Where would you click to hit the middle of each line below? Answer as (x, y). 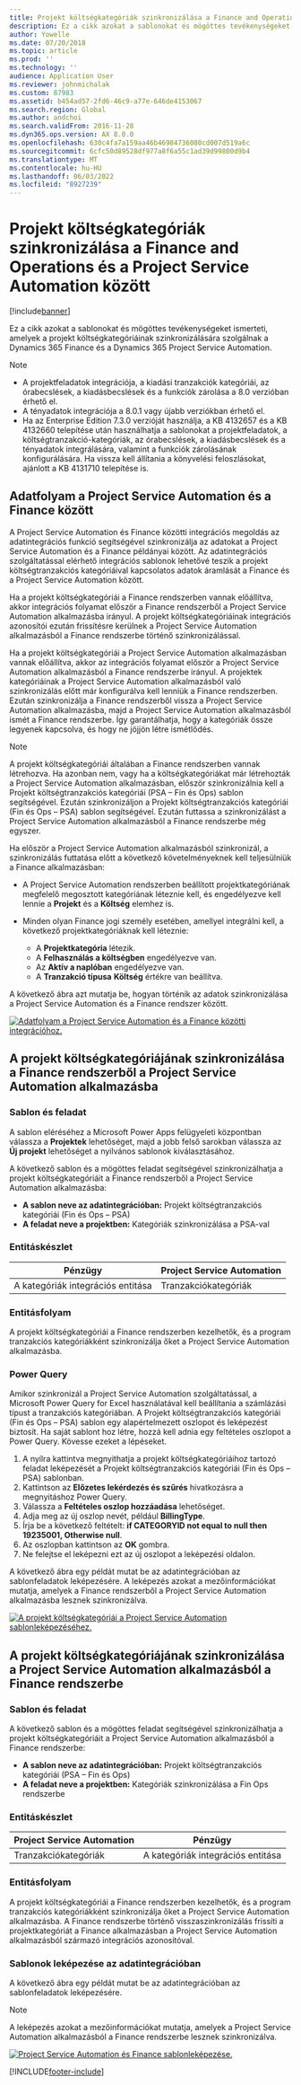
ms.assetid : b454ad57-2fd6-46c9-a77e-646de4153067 (106, 101)
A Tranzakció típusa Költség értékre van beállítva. (129, 976)
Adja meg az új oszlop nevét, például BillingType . (114, 1516)
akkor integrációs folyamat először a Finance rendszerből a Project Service (148, 606)
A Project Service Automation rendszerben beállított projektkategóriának (156, 884)
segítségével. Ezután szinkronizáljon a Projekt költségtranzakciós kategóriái (149, 802)
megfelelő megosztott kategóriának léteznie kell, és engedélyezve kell (151, 893)
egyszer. (26, 831)
